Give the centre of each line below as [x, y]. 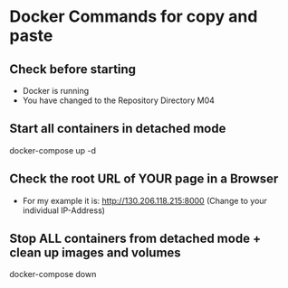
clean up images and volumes [95, 253]
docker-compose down [53, 274]
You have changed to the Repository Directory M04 [119, 100]
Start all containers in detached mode [118, 129]
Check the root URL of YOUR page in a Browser [144, 179]
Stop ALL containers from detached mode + [135, 239]
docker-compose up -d [53, 150]
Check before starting [73, 69]
